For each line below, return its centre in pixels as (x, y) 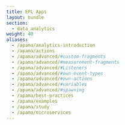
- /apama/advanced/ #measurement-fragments (66, 62)
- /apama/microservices (41, 112)
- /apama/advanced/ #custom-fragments (59, 56)
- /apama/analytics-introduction (53, 46)
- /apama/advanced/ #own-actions (52, 79)
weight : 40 (20, 34)
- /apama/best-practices (43, 96)
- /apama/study (31, 107)
